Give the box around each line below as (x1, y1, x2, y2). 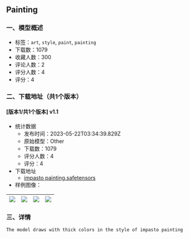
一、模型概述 (6, 24, 44, 32)
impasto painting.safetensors (23, 174, 96, 181)
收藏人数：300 (14, 53, 52, 60)
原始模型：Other (23, 137, 65, 145)
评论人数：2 (14, 61, 45, 68)
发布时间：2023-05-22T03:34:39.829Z (23, 130, 121, 137)
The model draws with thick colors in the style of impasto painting (6, 227, 184, 233)
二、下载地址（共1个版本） (6, 92, 83, 100)
